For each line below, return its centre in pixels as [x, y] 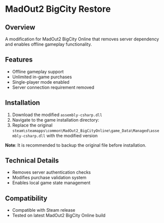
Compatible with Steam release [44, 210]
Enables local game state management [51, 183]
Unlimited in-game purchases [42, 77]
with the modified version [72, 135]
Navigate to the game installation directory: [56, 120]
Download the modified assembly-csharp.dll [57, 115]
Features [19, 60]
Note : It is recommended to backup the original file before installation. [76, 145]
